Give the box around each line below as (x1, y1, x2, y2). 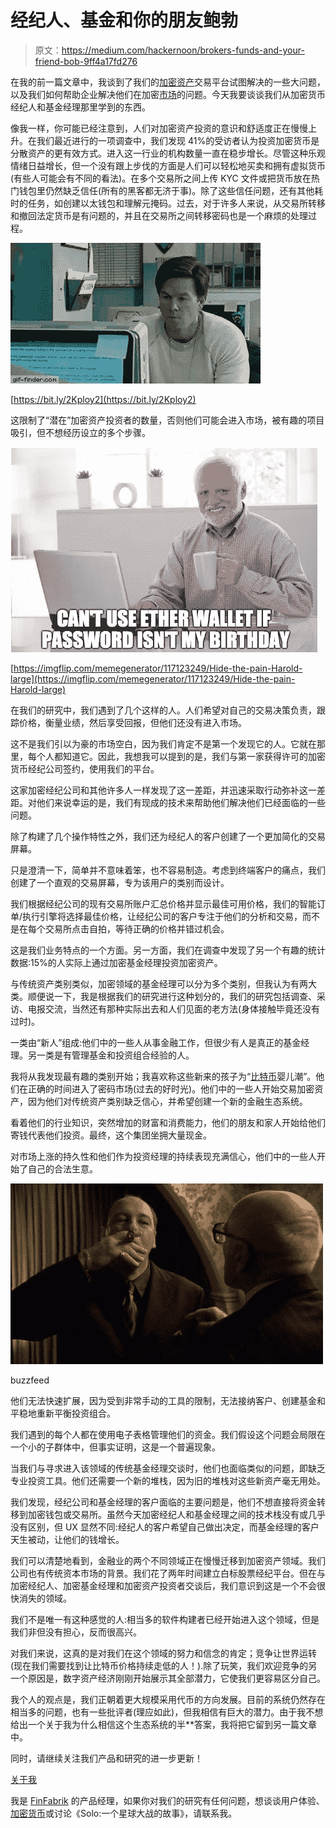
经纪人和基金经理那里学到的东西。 (10, 101, 151, 113)
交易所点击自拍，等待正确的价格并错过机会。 (44, 922, 230, 935)
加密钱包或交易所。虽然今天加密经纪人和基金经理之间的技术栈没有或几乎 (27, 1508, 326, 1520)
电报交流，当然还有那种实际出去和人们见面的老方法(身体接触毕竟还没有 (27, 1002, 321, 1015)
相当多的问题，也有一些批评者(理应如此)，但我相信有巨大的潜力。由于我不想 (10, 1706, 324, 1718)
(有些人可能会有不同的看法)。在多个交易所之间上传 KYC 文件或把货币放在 (10, 172, 312, 184)
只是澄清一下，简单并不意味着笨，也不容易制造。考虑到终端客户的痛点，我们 (10, 864, 326, 876)
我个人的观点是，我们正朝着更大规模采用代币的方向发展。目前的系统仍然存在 (10, 1693, 326, 1705)
